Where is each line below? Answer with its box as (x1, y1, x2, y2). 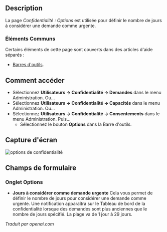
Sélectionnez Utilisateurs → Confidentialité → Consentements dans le (12, 110, 160, 117)
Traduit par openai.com (5, 221, 54, 227)
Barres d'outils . (12, 62, 44, 68)
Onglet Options (5, 179, 43, 186)
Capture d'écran (5, 136, 58, 144)
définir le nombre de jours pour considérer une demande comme (12, 195, 147, 201)
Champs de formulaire (5, 164, 77, 172)
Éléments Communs (5, 35, 56, 42)
